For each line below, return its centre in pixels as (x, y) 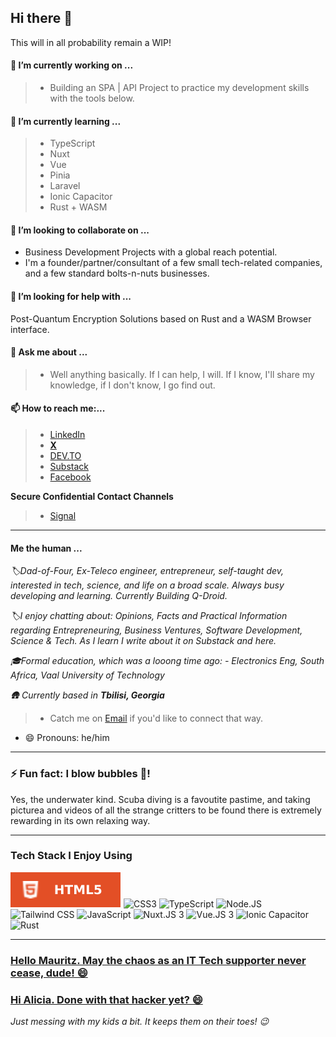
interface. (30, 329)
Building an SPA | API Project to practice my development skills (179, 88)
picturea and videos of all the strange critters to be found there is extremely (166, 810)
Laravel (65, 186)
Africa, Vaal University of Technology (87, 675)
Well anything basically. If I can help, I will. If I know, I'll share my (182, 374)
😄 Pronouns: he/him (67, 738)
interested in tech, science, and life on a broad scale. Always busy (147, 585)
